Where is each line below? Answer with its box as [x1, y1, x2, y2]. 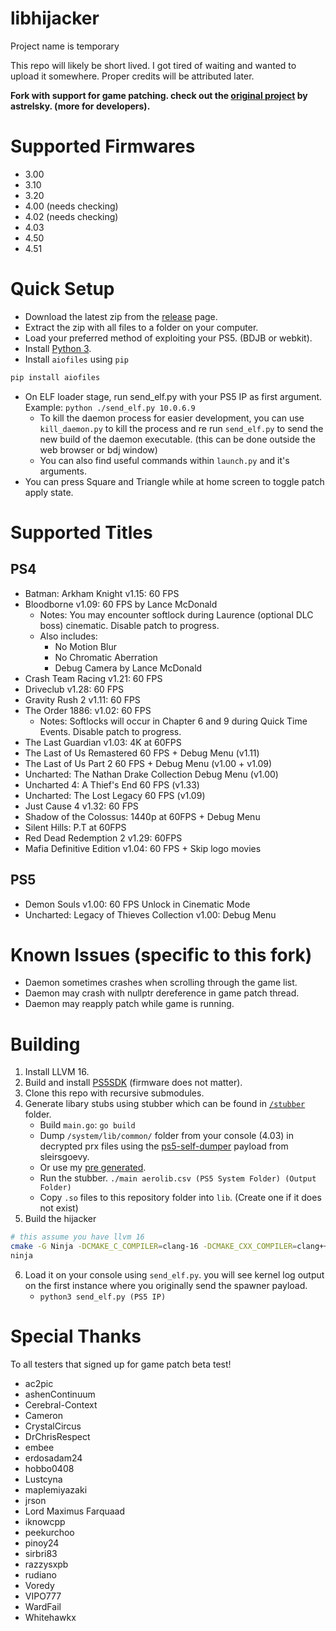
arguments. [39, 465, 87, 477]
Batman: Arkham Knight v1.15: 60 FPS [24, 587, 180, 599]
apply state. [24, 486, 74, 498]
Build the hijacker [24, 1213, 97, 1225]
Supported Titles [10, 521, 153, 544]
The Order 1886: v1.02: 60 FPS [24, 704, 152, 716]
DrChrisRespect [24, 1430, 91, 1442]
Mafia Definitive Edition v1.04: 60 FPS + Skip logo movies [24, 842, 262, 854]
